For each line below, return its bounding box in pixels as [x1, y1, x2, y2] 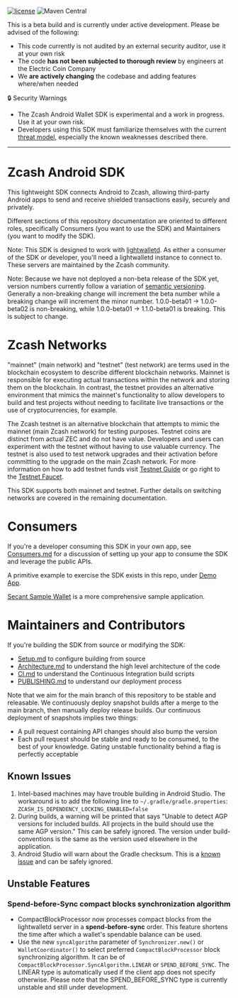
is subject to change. [7, 312, 69, 320]
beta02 [7, 304, 28, 313]
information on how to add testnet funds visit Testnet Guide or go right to [7, 465, 221, 473]
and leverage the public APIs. [7, 557, 93, 565]
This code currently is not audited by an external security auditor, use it [17, 42, 226, 50]
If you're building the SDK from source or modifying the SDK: [7, 640, 186, 649]
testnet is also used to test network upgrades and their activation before [7, 450, 218, 458]
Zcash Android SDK [7, 164, 125, 180]
